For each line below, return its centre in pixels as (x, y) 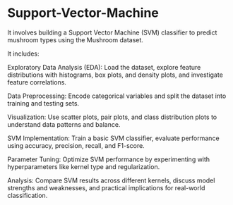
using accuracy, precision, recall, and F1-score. (76, 145)
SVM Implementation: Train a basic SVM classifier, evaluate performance (114, 138)
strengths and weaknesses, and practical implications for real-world (106, 187)
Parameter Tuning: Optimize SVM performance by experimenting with (109, 159)
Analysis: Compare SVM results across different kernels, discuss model (111, 180)
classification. (28, 195)
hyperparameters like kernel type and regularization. (84, 166)
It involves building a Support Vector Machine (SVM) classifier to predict (112, 32)
